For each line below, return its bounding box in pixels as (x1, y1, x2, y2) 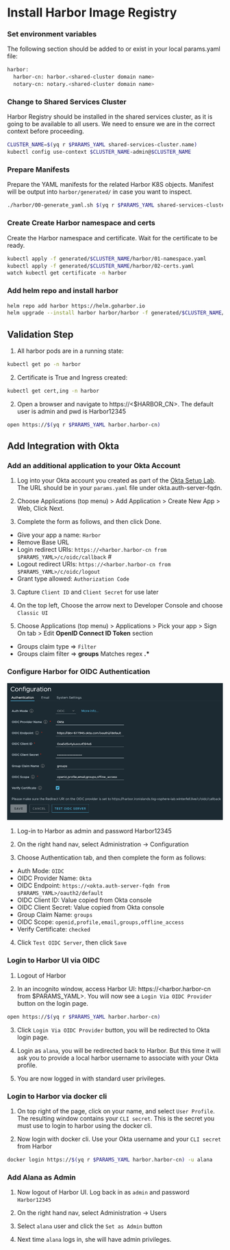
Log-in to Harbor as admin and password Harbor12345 (16, 827, 172, 835)
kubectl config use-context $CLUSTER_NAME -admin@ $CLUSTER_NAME (7, 149, 192, 156)
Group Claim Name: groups (16, 911, 93, 919)
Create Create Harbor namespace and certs (7, 218, 155, 228)
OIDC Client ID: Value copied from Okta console (16, 896, 152, 904)
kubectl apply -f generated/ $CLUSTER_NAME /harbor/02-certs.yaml (7, 262, 194, 269)
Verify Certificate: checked (16, 925, 90, 934)
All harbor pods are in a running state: (16, 347, 125, 355)
